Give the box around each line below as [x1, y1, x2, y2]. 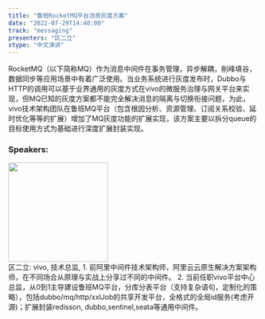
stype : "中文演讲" [8, 41, 65, 49]
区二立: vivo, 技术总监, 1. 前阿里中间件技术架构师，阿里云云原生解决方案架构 [8, 263, 257, 272]
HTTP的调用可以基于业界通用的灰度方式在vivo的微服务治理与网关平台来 [8, 84, 243, 94]
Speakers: [8, 144, 49, 155]
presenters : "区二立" [8, 33, 76, 42]
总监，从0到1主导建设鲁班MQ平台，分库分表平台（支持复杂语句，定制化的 [8, 282, 251, 292]
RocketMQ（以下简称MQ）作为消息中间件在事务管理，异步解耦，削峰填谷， [8, 64, 257, 74]
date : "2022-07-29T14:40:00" [8, 19, 105, 27]
